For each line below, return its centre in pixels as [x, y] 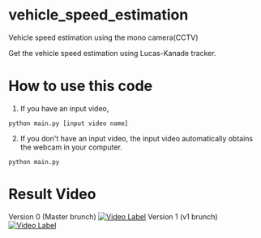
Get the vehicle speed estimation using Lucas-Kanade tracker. [112, 53]
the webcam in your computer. [71, 147]
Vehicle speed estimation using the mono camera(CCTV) [103, 37]
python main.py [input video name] [68, 123]
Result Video [52, 195]
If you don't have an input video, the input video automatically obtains [137, 138]
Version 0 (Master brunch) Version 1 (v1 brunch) [113, 216]
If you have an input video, [64, 108]
